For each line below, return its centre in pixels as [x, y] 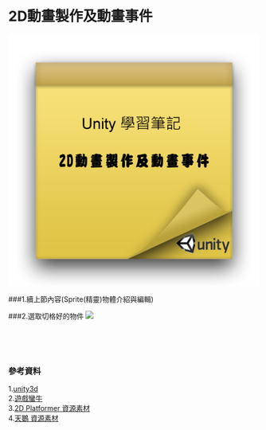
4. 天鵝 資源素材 [33, 418]
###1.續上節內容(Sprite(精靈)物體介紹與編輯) [81, 299]
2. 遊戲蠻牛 [25, 398]
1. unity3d [23, 389]
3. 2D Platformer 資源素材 [49, 408]
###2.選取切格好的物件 [46, 316]
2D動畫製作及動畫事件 [80, 16]
